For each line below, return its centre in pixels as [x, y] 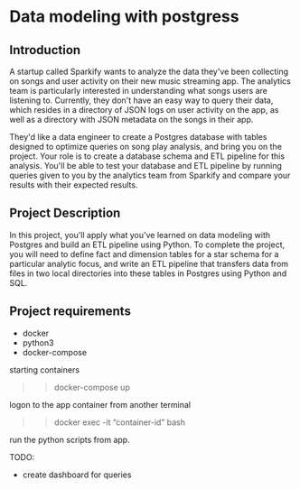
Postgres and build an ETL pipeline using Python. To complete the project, [147, 244]
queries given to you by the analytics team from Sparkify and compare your [150, 175]
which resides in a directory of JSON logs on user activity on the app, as [144, 110]
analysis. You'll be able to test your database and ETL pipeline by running [146, 166]
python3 [38, 342]
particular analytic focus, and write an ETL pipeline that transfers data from [149, 263]
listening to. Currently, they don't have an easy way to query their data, [141, 100]
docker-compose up [92, 387]
